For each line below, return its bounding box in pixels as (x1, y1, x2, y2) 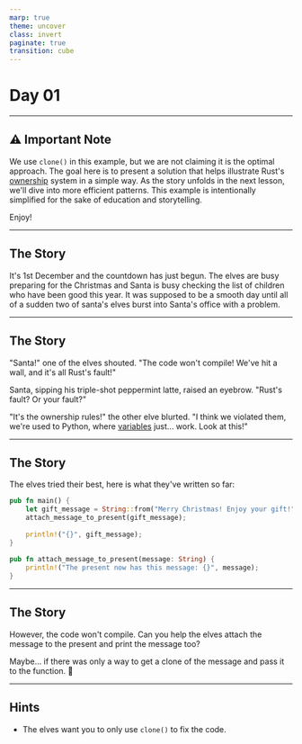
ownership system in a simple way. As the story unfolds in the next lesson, (9, 175, 285, 185)
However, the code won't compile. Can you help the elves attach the (9, 629, 262, 640)
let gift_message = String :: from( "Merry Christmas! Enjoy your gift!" (25, 505, 296, 514)
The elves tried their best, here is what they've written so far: (9, 479, 235, 490)
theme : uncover (9, 22, 67, 31)
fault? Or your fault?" (9, 393, 87, 405)
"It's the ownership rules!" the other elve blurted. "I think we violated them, (9, 411, 287, 422)
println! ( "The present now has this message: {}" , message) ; (25, 563, 259, 572)
